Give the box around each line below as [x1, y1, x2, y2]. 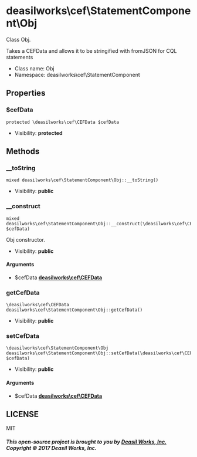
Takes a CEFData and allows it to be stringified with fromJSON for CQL [6, 47, 177, 54]
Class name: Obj [14, 65, 55, 72]
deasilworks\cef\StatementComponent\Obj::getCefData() [6, 307, 143, 313]
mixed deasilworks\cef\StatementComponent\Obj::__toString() [6, 177, 159, 183]
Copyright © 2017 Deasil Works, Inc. [6, 445, 97, 452]
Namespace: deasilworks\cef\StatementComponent [14, 71, 141, 78]
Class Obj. [6, 36, 31, 43]
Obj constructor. [6, 236, 46, 243]
